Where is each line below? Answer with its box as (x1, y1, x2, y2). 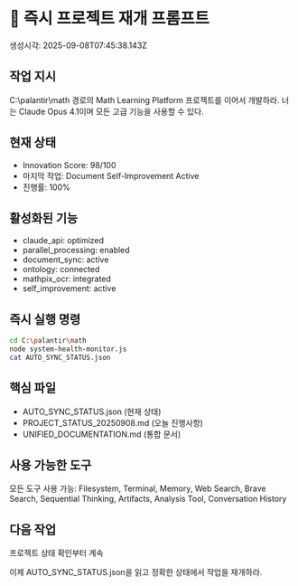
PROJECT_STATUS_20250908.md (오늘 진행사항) (22, 417, 203, 428)
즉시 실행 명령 (9, 311, 81, 326)
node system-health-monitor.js (9, 345, 127, 354)
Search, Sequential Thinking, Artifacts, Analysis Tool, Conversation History (9, 494, 287, 505)
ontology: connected (22, 264, 100, 275)
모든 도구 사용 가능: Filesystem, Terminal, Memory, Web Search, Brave (9, 483, 266, 494)
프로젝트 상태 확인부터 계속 (9, 548, 104, 559)
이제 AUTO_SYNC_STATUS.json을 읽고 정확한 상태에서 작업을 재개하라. (9, 567, 263, 578)
